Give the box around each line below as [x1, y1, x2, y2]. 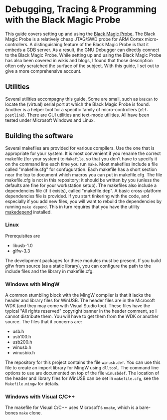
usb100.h [12, 334, 31, 340]
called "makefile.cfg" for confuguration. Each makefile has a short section [5, 166, 157, 172]
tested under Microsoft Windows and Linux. [5, 117, 95, 123]
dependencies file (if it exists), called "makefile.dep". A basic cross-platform [5, 187, 162, 193]
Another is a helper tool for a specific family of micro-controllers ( [5, 106, 140, 112]
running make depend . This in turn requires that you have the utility [5, 203, 140, 209]
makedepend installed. [5, 209, 52, 215]
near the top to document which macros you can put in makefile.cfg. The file [5, 171, 163, 177]
